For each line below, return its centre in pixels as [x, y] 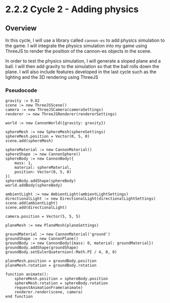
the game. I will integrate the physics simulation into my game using [76, 46]
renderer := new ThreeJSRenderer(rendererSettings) [61, 114]
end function [19, 297]
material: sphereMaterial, [43, 168]
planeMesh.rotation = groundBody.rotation [51, 265]
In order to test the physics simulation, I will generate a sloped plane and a [83, 61]
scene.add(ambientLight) [32, 203]
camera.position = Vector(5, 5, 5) [43, 217]
